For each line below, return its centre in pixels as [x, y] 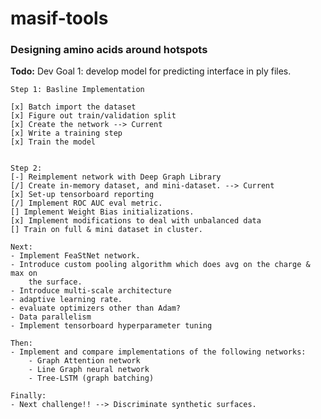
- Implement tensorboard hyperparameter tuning [111, 326]
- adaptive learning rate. [66, 300]
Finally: [28, 396]
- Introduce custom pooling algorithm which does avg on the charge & [160, 265]
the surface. [55, 282]
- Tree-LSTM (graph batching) [91, 378]
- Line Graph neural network [89, 370]
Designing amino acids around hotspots [109, 50]
